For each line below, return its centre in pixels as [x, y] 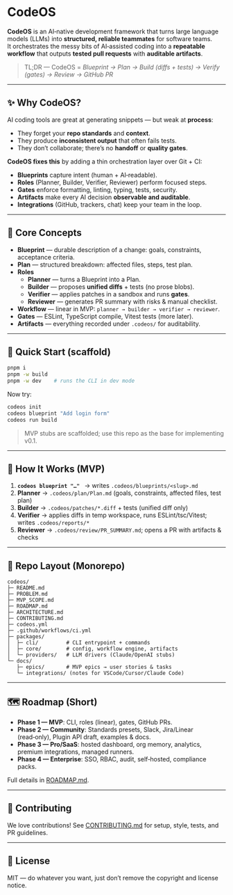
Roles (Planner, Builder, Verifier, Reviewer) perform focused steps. [112, 182]
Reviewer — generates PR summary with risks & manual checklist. [122, 301]
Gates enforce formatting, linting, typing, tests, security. [97, 189]
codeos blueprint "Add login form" [59, 413]
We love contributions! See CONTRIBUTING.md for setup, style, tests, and [113, 825]
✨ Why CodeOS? [44, 103]
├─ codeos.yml [28, 625]
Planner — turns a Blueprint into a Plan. [84, 279]
